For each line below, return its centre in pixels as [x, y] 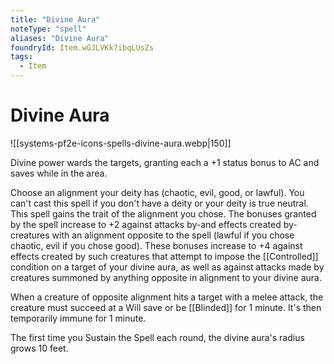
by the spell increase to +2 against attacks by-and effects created [146, 224]
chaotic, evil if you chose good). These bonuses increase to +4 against [156, 245]
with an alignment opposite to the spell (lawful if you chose [173, 235]
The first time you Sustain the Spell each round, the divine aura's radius [157, 337]
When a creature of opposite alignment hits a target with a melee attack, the [167, 297]
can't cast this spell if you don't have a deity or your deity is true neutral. [159, 203]
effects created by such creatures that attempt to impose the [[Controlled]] [164, 256]
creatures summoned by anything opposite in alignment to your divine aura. [166, 277]
